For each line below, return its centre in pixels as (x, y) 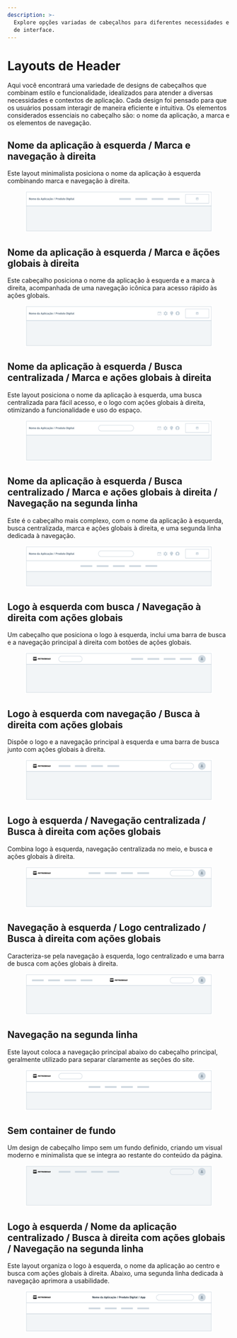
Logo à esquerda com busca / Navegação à (104, 606)
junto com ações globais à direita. (57, 750)
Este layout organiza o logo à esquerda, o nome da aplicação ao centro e (114, 1266)
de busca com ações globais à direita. (63, 964)
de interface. (34, 30)
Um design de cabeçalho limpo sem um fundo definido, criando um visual (115, 1148)
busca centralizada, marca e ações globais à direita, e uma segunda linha (114, 528)
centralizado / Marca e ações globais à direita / (112, 492)
